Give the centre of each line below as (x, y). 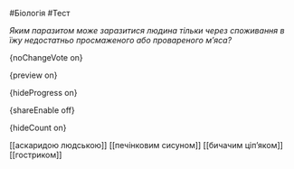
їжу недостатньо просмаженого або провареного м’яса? (121, 40)
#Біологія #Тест (40, 13)
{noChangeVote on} (46, 57)
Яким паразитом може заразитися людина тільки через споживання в (147, 30)
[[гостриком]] (36, 155)
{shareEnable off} (42, 110)
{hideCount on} (38, 127)
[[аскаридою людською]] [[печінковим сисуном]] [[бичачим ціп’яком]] (146, 145)
